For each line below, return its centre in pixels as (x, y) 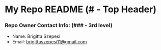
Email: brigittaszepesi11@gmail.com (49, 42)
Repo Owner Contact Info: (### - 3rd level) (59, 26)
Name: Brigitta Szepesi (36, 36)
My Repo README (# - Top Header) (81, 9)
